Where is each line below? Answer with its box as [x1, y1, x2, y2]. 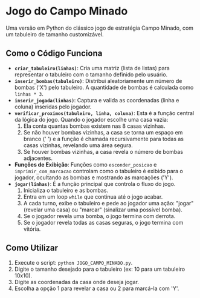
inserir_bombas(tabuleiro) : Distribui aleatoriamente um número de [14, 77, 182, 84]
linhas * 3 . [14, 90, 44, 98]
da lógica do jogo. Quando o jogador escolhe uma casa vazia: [14, 116, 169, 123]
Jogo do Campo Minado [5, 4, 128, 18]
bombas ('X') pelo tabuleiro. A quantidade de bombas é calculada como [14, 84, 194, 91]
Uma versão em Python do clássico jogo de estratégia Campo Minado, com [5, 24, 194, 31]
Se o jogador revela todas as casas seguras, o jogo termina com [23, 219, 184, 226]
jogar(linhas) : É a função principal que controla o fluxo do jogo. [14, 180, 176, 187]
